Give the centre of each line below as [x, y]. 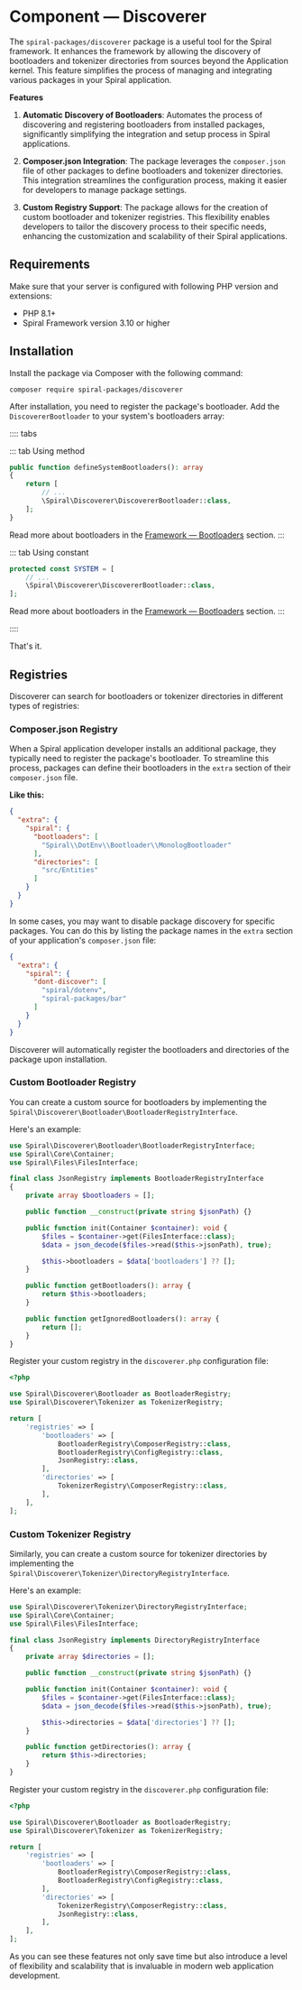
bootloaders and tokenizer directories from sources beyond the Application [149, 60]
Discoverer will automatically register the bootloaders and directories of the [150, 1049]
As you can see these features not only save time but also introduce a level [149, 1957]
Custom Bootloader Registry [73, 1083]
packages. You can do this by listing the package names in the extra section [151, 930]
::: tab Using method [47, 451]
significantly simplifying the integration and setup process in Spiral [146, 134]
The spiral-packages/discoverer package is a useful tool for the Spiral [141, 41]
